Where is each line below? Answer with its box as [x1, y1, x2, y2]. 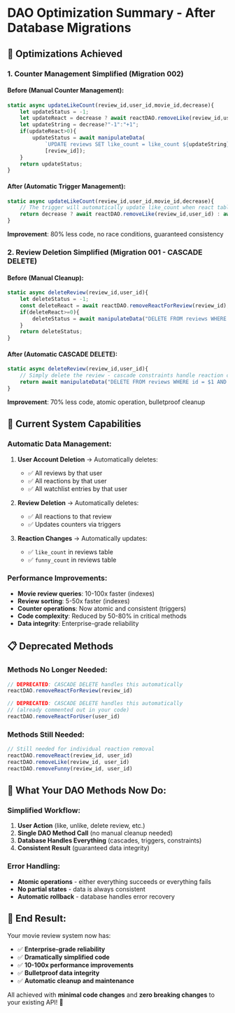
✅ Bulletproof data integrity [17, 968, 100, 977]
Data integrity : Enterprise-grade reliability [17, 619, 139, 627]
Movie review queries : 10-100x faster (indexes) [17, 589, 155, 598]
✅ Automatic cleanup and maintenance [17, 977, 134, 985]
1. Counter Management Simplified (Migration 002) [7, 69, 184, 79]
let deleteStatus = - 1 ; [20, 296, 90, 303]
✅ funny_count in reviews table [27, 556, 117, 564]
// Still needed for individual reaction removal [7, 746, 155, 753]
